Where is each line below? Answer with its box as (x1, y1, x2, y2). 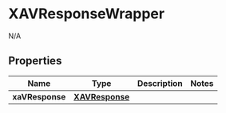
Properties (8, 54, 62, 68)
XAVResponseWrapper (8, 5, 165, 23)
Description (137, 77, 183, 88)
